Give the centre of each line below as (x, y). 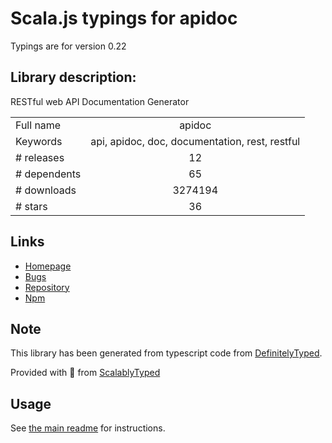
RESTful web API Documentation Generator (100, 101)
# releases (40, 157)
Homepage (48, 266)
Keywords (39, 141)
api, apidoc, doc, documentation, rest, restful (195, 141)
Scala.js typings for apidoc (124, 18)
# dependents (48, 174)
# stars (31, 206)
